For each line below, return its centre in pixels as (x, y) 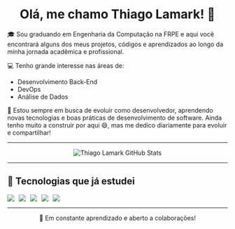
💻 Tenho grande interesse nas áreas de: (66, 65)
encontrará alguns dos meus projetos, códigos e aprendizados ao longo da (115, 44)
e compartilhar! (29, 132)
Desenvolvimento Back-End (57, 82)
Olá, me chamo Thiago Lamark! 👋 (117, 14)
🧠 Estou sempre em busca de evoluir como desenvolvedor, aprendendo (110, 110)
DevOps (29, 89)
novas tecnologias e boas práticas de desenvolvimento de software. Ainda (115, 118)
